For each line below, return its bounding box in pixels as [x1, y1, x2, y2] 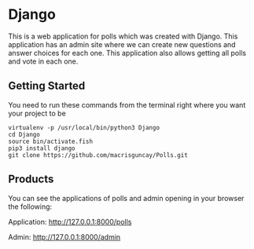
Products [8, 173, 54, 186]
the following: [8, 202, 53, 211]
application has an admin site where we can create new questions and [8, 39, 236, 49]
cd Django [8, 130, 41, 138]
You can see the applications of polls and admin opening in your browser [8, 193, 245, 203]
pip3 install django [8, 144, 76, 152]
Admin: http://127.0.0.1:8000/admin [8, 232, 121, 241]
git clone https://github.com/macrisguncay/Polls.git [8, 151, 189, 159]
